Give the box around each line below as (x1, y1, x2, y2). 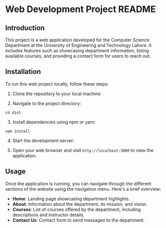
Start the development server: (12, 137, 75, 143)
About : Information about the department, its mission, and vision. (12, 201, 148, 207)
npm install (5, 128, 30, 134)
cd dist (5, 110, 22, 115)
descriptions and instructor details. (12, 211, 85, 217)
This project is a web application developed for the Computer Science (5, 37, 149, 43)
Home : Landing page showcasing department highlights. (12, 195, 130, 202)
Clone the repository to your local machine (12, 91, 101, 97)
